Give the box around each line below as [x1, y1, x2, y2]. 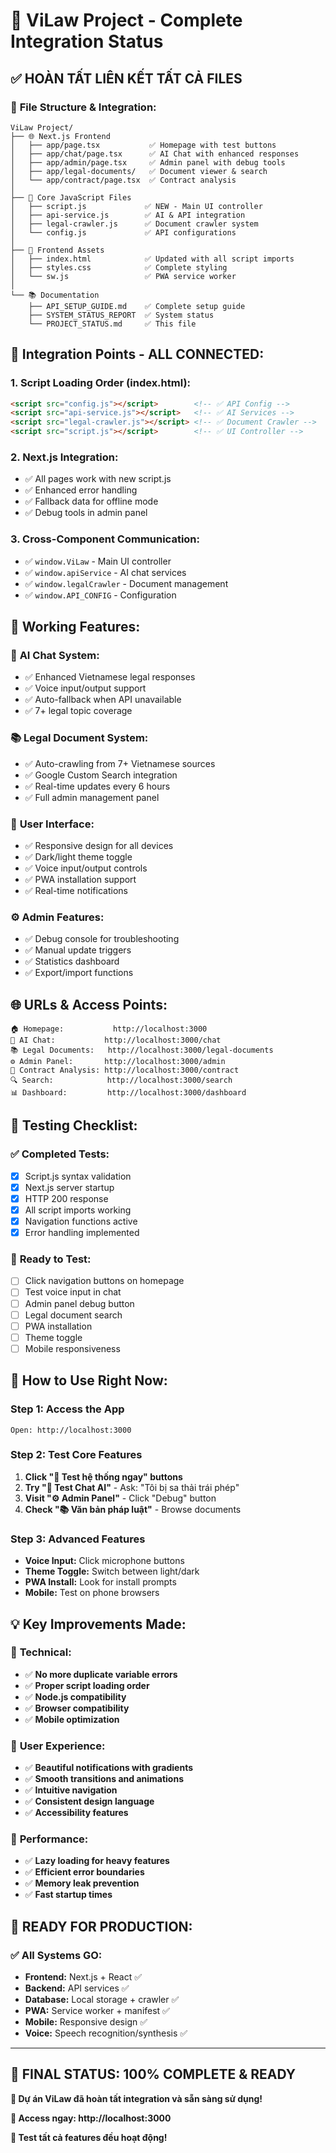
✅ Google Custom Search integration [24, 769, 178, 781]
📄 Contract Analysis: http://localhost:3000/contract [10, 1065, 240, 1076]
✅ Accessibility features [24, 1807, 129, 1819]
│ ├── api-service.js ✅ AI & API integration [10, 210, 246, 220]
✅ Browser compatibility [24, 1702, 130, 1714]
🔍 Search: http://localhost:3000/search [10, 1075, 233, 1086]
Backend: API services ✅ [24, 1982, 130, 1994]
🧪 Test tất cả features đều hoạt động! [10, 2131, 168, 2143]
